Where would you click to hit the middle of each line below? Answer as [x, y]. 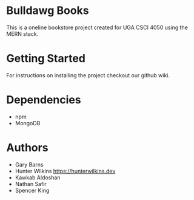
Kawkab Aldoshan [38, 178]
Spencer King [32, 190]
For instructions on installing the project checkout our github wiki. [88, 75]
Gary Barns [29, 164]
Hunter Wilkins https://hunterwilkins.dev [65, 171]
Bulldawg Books [48, 11]
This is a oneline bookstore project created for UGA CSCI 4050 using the [97, 27]
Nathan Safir [31, 184]
